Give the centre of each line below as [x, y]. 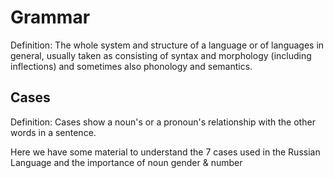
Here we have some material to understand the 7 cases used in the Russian [165, 152]
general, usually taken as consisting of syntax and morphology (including [161, 55]
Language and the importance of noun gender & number [126, 162]
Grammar [50, 17]
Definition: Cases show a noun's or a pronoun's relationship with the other [163, 122]
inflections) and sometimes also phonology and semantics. [131, 66]
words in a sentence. [53, 132]
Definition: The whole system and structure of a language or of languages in [167, 45]
